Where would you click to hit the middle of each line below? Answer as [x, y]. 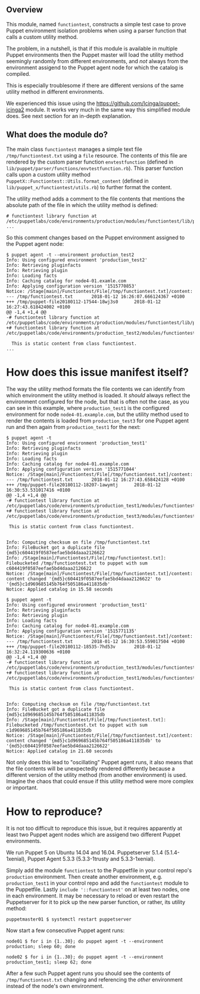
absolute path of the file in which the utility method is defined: [82, 205]
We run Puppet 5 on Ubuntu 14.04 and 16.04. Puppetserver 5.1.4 [85, 852]
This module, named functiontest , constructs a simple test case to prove [96, 24]
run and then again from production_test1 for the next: [74, 427]
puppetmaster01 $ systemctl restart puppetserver [69, 919]
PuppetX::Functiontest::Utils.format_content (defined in [77, 181]
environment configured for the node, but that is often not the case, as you [98, 402]
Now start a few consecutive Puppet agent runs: [65, 930]
